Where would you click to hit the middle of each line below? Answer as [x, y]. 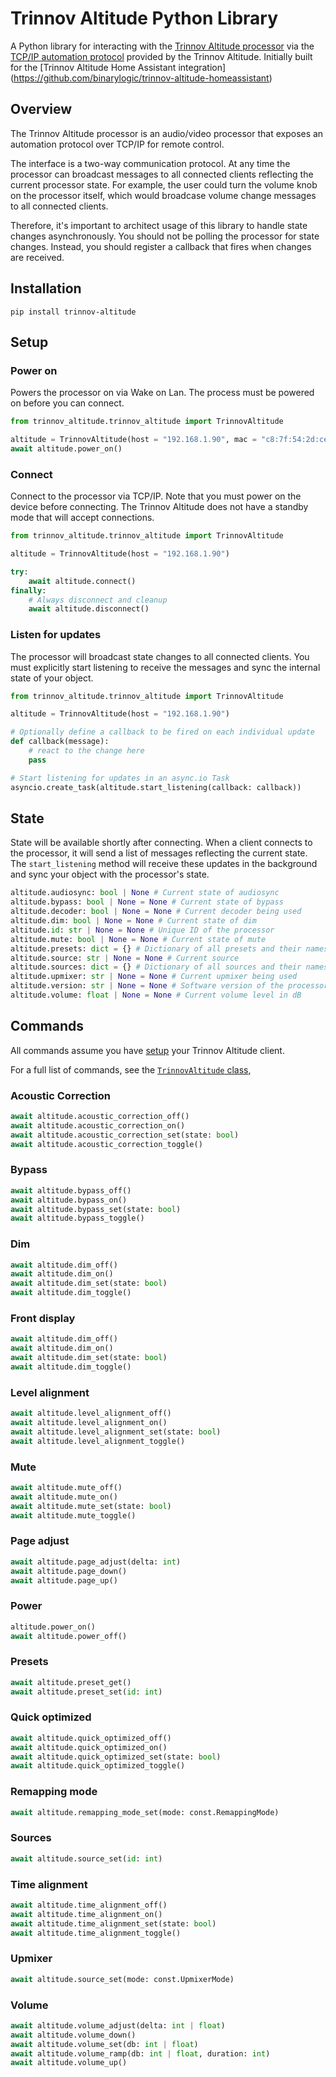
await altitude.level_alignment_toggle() [98, 1441]
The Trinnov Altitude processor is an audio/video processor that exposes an [167, 133]
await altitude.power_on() [66, 449]
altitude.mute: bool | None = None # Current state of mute [138, 939]
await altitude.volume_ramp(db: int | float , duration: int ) [140, 2053]
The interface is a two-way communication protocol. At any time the [150, 163]
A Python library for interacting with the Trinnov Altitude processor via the [162, 46]
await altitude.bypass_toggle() [77, 1218]
